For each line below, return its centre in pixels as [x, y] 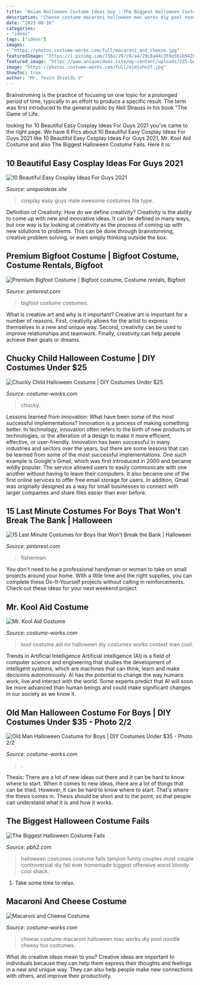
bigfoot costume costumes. [54, 303]
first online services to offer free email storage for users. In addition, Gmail [97, 480]
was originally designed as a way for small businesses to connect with [92, 486]
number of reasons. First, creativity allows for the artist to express [87, 320]
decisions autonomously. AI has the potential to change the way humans [95, 675]
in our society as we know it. [41, 694]
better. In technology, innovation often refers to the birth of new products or [99, 429]
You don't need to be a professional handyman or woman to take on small [96, 570]
